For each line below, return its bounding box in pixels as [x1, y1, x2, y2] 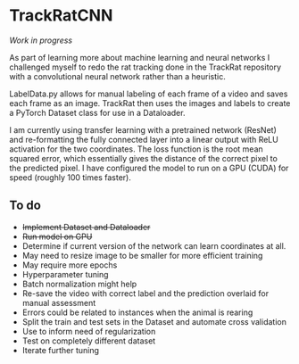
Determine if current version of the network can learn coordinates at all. [21, 240, 287, 251]
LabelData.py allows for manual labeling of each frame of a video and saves [9, 88, 288, 99]
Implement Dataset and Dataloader [21, 221, 151, 232]
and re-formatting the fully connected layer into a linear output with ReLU [9, 134, 278, 145]
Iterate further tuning [21, 344, 100, 355]
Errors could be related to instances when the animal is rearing [21, 307, 253, 318]
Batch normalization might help [21, 278, 137, 289]
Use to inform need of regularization [21, 326, 156, 336]
